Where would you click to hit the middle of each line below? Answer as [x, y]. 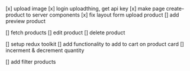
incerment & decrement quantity [45, 50]
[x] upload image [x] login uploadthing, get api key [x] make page [85, 9]
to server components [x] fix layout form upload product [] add [102, 15]
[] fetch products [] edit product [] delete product [65, 33]
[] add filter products [31, 62]
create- [175, 9]
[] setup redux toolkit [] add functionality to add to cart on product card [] [95, 44]
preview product [25, 21]
